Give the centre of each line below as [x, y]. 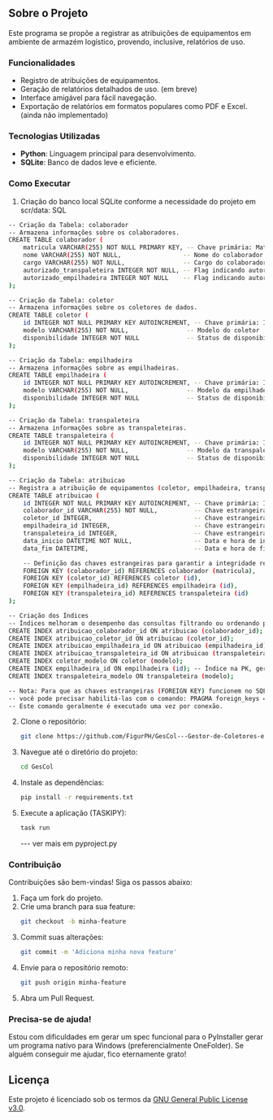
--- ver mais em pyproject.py [69, 843]
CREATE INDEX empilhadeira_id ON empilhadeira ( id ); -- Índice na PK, [130, 669]
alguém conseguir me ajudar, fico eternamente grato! [97, 1054]
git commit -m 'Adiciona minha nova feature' [98, 952]
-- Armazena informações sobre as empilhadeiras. [94, 368]
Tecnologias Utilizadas [54, 136]
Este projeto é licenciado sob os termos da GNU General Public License [128, 1099]
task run [35, 828]
